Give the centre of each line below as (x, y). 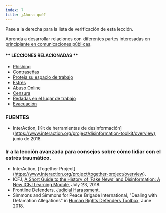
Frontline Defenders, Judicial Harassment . (56, 190)
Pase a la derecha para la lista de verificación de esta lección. (69, 29)
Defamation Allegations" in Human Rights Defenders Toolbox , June (82, 201)
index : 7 (14, 10)
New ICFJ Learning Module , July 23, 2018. (56, 185)
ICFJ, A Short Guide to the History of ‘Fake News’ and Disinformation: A (87, 179)
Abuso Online (27, 88)
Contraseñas (26, 72)
